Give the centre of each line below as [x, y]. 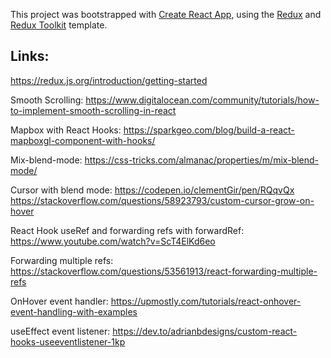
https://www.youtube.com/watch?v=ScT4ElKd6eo [113, 241]
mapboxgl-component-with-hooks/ [83, 140]
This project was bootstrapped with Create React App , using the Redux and [166, 14]
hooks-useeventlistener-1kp [68, 341]
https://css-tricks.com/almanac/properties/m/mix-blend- [201, 160]
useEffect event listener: [60, 331]
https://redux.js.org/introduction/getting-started [109, 80]
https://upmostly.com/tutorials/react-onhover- [206, 301]
